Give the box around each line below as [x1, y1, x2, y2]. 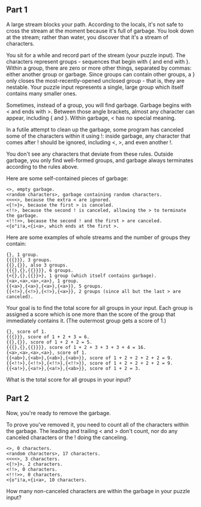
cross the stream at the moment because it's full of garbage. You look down [6, 27, 194, 34]
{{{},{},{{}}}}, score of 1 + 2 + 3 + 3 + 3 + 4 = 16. [6, 344, 146, 350]
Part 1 [6, 5, 28, 15]
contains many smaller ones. [6, 90, 77, 97]
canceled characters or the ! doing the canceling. [6, 434, 128, 441]
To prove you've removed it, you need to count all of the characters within [6, 420, 189, 428]
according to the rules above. [6, 163, 79, 170]
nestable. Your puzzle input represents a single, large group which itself [6, 83, 184, 91]
